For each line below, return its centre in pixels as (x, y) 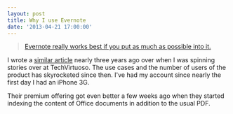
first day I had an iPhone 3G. (48, 83)
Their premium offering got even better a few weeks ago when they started (116, 96)
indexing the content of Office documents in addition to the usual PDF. (109, 104)
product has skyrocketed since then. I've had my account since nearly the (114, 75)
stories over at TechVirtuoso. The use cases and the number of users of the (117, 68)
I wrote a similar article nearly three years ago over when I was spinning (111, 60)
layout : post (26, 14)
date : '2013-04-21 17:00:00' (50, 27)
